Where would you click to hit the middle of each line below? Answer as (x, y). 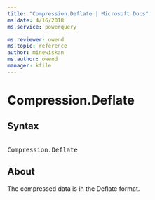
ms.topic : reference (38, 46)
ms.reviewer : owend (36, 39)
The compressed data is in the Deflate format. (74, 188)
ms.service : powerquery (42, 27)
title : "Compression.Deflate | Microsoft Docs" (78, 14)
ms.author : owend (33, 59)
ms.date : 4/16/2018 (36, 20)
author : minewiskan (36, 53)
